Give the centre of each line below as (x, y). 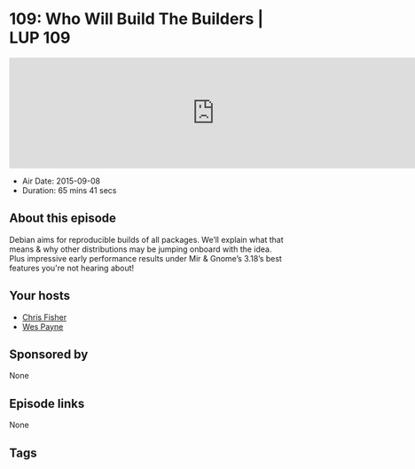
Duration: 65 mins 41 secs (69, 190)
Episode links (47, 403)
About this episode (63, 219)
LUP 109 (40, 38)
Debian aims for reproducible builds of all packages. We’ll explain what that (146, 239)
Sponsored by (49, 354)
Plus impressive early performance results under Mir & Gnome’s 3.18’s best (145, 258)
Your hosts (40, 296)
